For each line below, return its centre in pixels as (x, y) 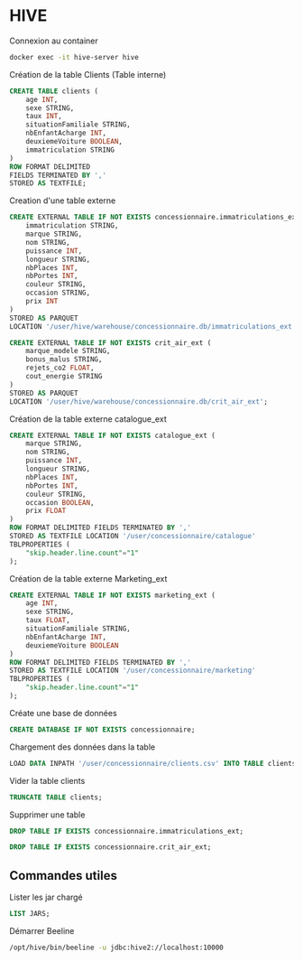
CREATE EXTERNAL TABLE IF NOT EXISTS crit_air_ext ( (110, 343)
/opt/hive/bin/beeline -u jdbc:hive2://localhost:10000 (116, 947)
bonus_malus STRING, (64, 359)
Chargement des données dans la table (83, 747)
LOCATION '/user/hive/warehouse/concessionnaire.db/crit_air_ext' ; (139, 401)
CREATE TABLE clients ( (54, 91)
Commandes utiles (63, 876)
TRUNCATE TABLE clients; (56, 797)
